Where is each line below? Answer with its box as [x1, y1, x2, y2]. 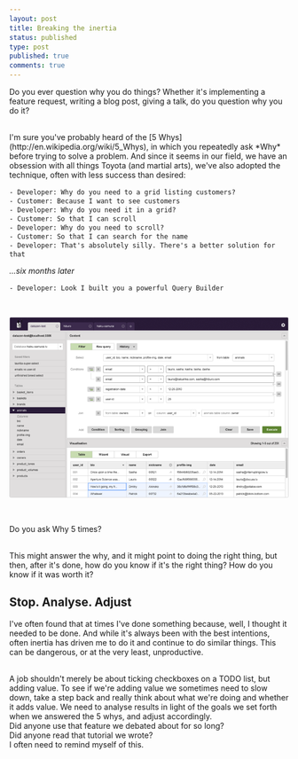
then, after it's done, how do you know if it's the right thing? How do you [9, 559, 273, 570]
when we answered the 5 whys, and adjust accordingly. [9, 710, 213, 722]
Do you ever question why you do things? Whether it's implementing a [9, 87, 266, 97]
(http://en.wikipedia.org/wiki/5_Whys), [9, 142, 149, 152]
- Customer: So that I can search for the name [9, 232, 189, 241]
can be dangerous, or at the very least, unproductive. [9, 646, 204, 657]
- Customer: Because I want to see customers [9, 197, 180, 206]
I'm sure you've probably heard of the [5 [9, 132, 157, 142]
